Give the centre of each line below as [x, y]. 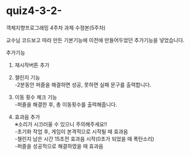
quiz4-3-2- [34, 11]
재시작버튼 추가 [32, 65]
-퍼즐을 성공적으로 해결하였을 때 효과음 [59, 146]
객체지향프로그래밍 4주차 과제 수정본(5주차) [56, 27]
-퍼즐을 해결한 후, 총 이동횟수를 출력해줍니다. [66, 104]
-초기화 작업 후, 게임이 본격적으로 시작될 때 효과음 [71, 131]
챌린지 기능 [27, 77]
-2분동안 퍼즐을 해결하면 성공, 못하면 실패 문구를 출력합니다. [83, 85]
